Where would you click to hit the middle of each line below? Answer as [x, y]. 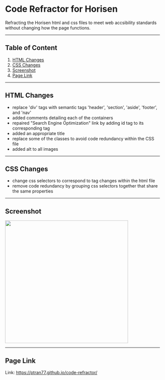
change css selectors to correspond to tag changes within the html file [84, 181]
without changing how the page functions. [48, 27]
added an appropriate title [38, 133]
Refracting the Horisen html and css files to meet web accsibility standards [81, 23]
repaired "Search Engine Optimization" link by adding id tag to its [78, 123]
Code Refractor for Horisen [61, 9]
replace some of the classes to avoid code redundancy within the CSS [83, 138]
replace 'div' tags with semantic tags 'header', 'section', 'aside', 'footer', [85, 107]
